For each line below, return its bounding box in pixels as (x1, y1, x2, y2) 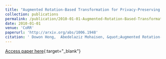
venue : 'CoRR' (5, 26, 35, 30)
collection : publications (5, 12, 58, 17)
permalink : (5, 16, 28, 21)
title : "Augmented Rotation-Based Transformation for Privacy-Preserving (5, 7, 161, 12)
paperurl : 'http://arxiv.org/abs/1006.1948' (5, 30, 98, 35)
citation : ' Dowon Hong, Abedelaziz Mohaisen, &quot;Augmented (5, 35, 140, 40)
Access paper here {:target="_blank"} (5, 48, 81, 54)
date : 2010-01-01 (5, 21, 41, 26)
